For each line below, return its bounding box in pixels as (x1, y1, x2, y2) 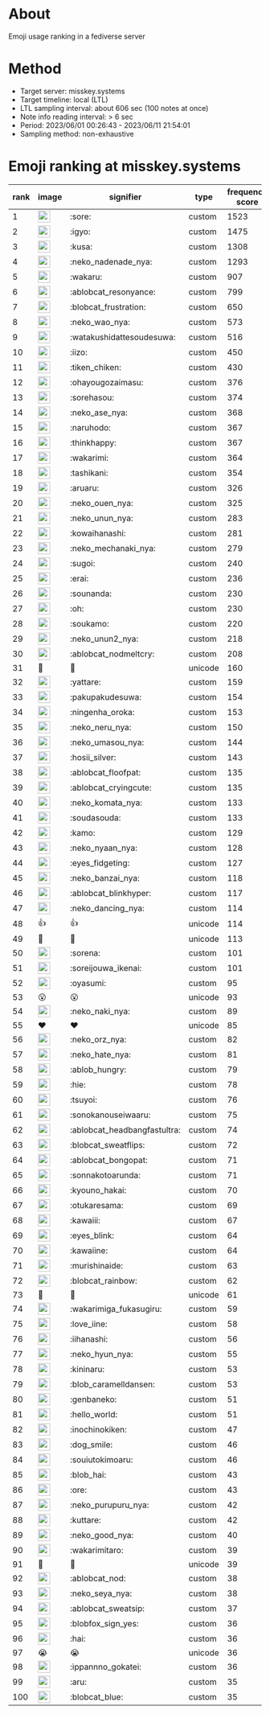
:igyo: (69, 226, 91, 237)
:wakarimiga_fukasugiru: (69, 1303, 162, 1314)
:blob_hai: (69, 1469, 107, 1480)
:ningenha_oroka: (69, 706, 135, 717)
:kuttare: (69, 1514, 102, 1525)
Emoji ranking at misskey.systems (8, 158, 241, 175)
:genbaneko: (69, 1393, 117, 1404)
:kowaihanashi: (69, 528, 126, 539)
